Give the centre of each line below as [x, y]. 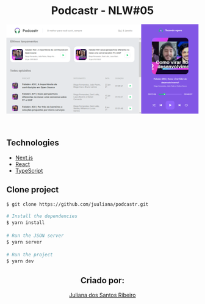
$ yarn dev [20, 261]
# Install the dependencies [42, 216]
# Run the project [30, 255]
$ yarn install [26, 223]
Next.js [24, 157]
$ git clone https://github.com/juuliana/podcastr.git [77, 204]
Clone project [33, 190]
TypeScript [29, 170]
